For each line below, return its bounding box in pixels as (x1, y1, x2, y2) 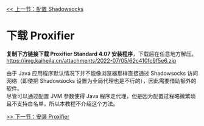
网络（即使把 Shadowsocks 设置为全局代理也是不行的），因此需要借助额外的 (6, 77, 197, 84)
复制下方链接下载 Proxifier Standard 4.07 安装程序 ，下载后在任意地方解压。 (6, 50, 197, 57)
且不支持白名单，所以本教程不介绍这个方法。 (6, 100, 119, 107)
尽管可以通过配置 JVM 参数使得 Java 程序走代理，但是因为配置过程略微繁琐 (6, 92, 196, 99)
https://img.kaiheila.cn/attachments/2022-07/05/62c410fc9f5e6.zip (6, 57, 177, 64)
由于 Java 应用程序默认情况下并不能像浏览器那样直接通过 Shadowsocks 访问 (6, 69, 199, 77)
